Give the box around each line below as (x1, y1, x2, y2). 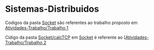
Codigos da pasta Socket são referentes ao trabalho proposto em (5, 20, 138, 25)
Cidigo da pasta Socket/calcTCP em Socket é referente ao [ (5, 34, 126, 40)
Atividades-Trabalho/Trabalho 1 (5, 25, 69, 30)
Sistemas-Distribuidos (5, 3, 99, 15)
